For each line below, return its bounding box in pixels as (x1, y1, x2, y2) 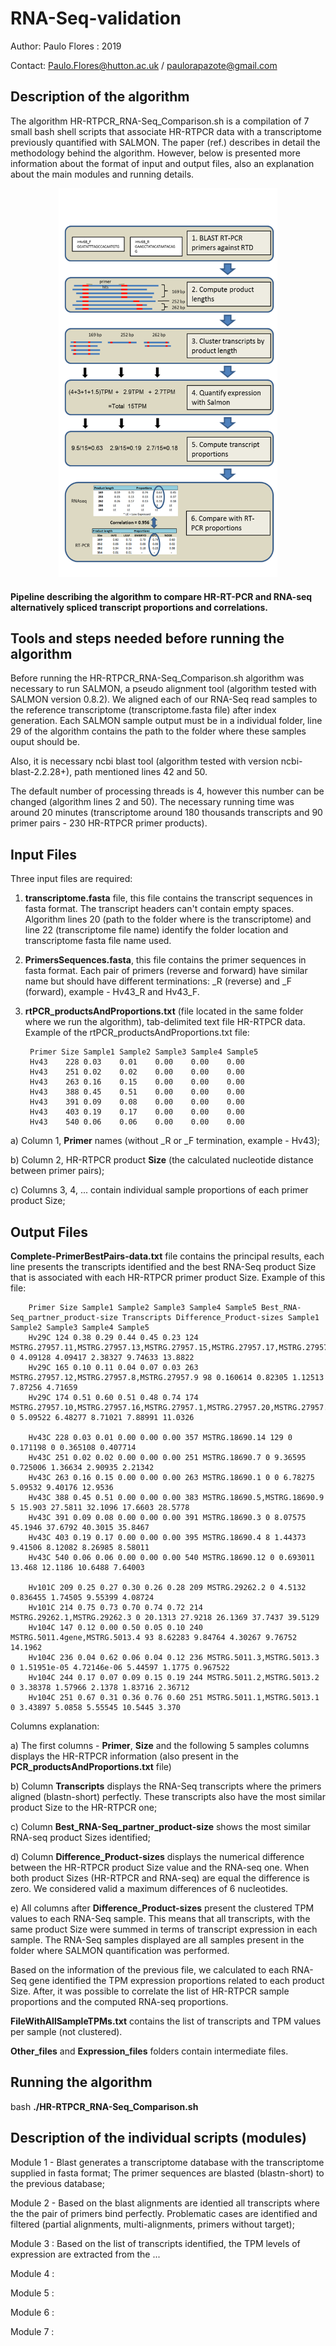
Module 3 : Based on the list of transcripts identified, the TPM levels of (10, 2237, 301, 2249)
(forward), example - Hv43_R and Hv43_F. (24, 986, 200, 998)
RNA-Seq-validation (10, 7, 182, 30)
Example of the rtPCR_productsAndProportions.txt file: (24, 1027, 250, 1039)
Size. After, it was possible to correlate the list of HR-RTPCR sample (10, 1985, 290, 1997)
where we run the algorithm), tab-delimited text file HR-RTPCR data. (24, 1016, 306, 1028)
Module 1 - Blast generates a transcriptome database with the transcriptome (10, 2156, 325, 2168)
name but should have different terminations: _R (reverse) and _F (24, 975, 292, 987)
